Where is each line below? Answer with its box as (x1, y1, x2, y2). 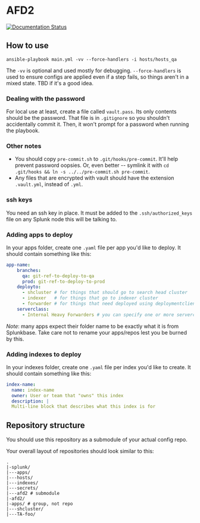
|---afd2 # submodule (6, 490, 60, 497)
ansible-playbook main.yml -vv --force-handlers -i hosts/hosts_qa (6, 56, 177, 63)
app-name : (6, 262, 31, 268)
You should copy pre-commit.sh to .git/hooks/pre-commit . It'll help (14, 156, 179, 163)
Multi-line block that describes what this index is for (11, 404, 156, 410)
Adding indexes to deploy (6, 350, 82, 358)
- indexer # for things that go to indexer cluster (21, 295, 159, 301)
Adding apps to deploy (6, 230, 73, 239)
